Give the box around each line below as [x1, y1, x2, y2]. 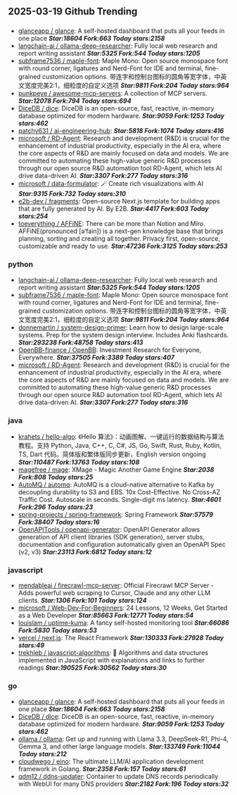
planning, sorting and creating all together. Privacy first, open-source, [18, 234, 221, 243]
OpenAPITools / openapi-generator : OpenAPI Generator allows [18, 525, 200, 534]
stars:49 [18, 641, 45, 650]
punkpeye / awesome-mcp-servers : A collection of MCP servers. [18, 89, 207, 98]
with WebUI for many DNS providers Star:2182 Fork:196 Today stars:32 [18, 780, 229, 788]
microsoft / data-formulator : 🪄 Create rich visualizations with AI [18, 180, 203, 188]
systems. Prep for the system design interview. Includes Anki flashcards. [18, 330, 229, 339]
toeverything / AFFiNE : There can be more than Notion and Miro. [18, 220, 206, 228]
